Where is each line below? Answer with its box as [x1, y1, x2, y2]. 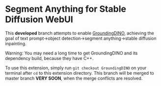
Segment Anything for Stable [5, 3, 127, 15]
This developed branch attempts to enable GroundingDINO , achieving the [5, 30, 154, 36]
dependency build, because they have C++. [5, 55, 94, 61]
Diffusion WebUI [5, 14, 74, 25]
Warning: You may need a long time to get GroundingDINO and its [5, 50, 138, 56]
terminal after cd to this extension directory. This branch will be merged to [5, 70, 154, 76]
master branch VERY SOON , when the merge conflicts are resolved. [5, 75, 143, 81]
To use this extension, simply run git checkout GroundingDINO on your [5, 65, 147, 71]
